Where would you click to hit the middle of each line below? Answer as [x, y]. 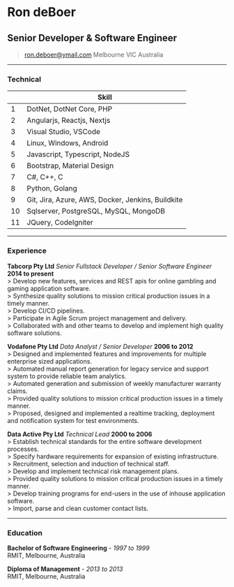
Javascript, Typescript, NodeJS [78, 154]
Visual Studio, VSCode [64, 132]
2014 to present [31, 274]
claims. [17, 391]
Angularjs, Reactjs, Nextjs [69, 121]
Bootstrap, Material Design [70, 166]
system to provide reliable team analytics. [67, 376]
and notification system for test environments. [73, 420]
